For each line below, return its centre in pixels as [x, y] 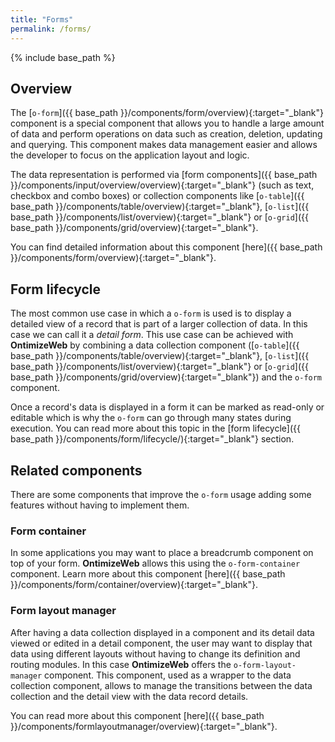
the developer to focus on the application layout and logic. [130, 155]
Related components [76, 470]
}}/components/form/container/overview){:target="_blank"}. [134, 585]
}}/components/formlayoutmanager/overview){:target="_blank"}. [144, 726]
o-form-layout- [265, 665]
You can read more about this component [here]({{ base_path [137, 715]
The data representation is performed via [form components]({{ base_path [164, 175]
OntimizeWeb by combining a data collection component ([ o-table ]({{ [155, 345]
